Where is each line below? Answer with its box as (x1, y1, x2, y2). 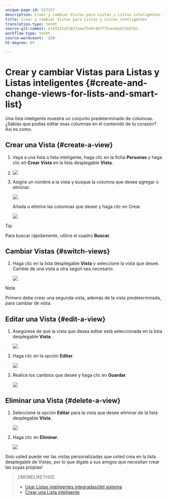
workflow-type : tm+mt (5, 31, 51, 36)
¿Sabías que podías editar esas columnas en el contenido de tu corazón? (5, 121, 157, 127)
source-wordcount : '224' (5, 36, 57, 41)
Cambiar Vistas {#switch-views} (5, 247, 110, 256)
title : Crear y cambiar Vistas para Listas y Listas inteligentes (5, 17, 147, 22)
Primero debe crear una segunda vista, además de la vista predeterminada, (5, 295, 161, 301)
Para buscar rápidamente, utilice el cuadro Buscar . (5, 232, 111, 238)
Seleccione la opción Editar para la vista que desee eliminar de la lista (12, 410, 158, 416)
